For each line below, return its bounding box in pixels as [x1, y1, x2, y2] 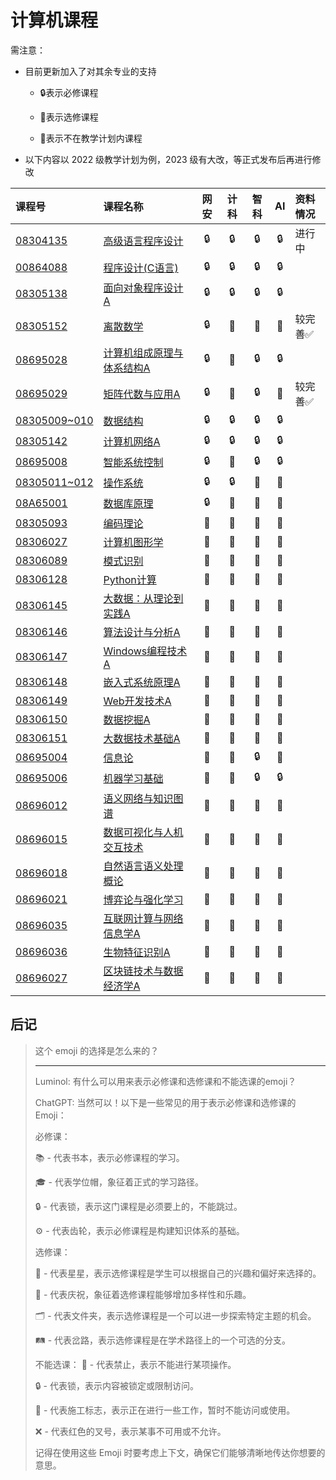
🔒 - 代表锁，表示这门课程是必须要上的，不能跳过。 [34, 1200, 243, 1212]
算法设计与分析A [103, 625, 181, 639]
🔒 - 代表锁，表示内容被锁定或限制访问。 [34, 1379, 199, 1391]
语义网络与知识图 [103, 791, 184, 805]
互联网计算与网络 [103, 911, 184, 925]
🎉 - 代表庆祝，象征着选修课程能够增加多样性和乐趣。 [34, 1288, 252, 1300]
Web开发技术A [103, 694, 172, 708]
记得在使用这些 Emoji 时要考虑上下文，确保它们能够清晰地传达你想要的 [34, 1446, 326, 1458]
